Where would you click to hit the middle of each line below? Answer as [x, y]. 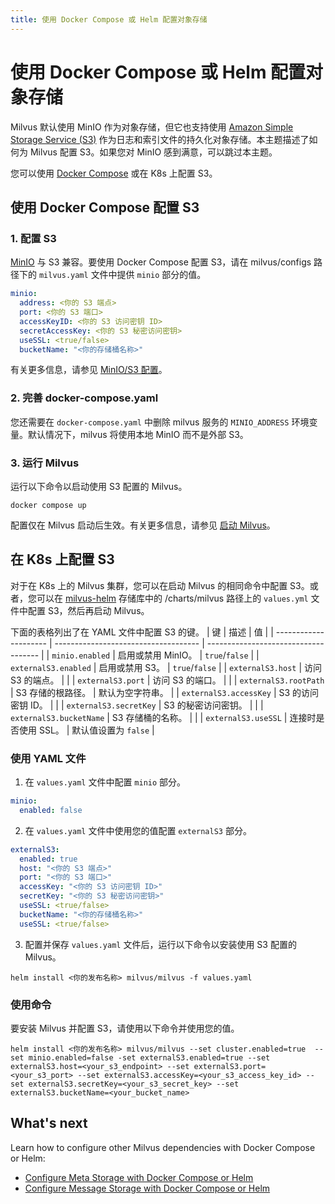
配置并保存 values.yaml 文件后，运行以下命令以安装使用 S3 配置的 [160, 944]
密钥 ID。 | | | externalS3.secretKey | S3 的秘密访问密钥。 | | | [137, 705]
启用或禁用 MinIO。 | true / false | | [188, 655]
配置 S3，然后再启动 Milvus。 [88, 610]
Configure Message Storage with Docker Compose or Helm [147, 1188]
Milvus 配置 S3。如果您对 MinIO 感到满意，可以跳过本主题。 [153, 152]
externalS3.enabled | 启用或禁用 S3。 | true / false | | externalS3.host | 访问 [166, 667]
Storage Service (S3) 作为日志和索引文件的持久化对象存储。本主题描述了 [160, 139]
